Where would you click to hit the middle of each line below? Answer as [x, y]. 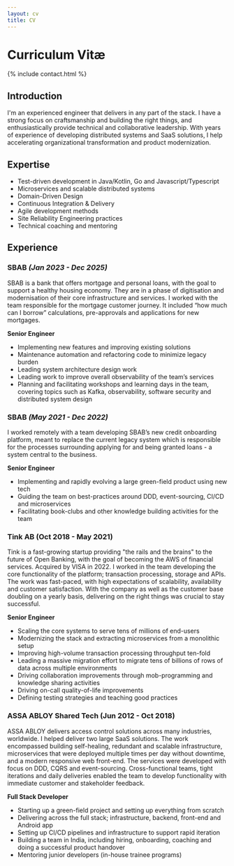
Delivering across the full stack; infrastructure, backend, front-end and [119, 817]
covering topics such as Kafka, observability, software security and [114, 391]
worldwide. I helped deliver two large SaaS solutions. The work [98, 738]
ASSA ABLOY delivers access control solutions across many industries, [110, 731]
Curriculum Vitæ [57, 55]
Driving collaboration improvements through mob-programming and [115, 675]
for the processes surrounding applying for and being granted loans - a [110, 447]
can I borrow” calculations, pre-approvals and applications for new [103, 312]
